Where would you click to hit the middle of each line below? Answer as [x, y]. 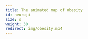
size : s [13, 19]
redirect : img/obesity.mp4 [34, 29]
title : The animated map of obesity [44, 10]
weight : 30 [17, 24]
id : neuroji [18, 15]
